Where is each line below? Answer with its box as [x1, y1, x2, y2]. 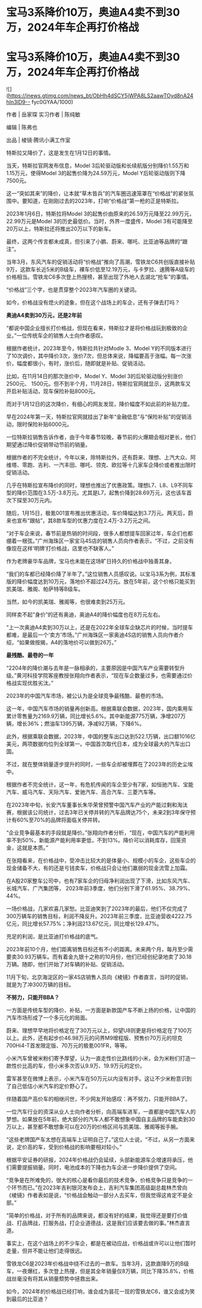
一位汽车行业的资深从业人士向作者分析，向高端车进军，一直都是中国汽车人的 [6, 1108, 196, 1115]
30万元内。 [26, 497, 55, 504]
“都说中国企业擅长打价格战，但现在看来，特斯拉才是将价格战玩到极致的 [6, 324, 183, 332]
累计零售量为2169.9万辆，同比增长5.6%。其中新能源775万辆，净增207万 [6, 712, 186, 720]
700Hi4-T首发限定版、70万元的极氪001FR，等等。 [6, 1042, 130, 1049]
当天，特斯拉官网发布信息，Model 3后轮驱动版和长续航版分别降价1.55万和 [6, 162, 189, 169]
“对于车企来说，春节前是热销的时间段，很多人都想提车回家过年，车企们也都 [6, 530, 194, 537]
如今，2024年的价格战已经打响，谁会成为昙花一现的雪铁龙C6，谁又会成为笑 [6, 1288, 195, 1295]
